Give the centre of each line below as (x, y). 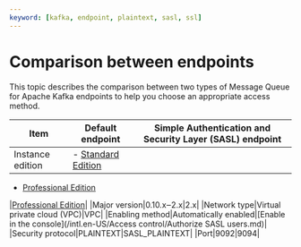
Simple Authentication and (212, 128)
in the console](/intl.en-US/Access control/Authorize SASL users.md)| (138, 224)
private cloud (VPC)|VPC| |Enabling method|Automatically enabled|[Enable (147, 214)
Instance (32, 154)
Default (101, 128)
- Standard (95, 154)
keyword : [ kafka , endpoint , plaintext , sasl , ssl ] (106, 17)
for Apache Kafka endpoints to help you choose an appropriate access (140, 96)
